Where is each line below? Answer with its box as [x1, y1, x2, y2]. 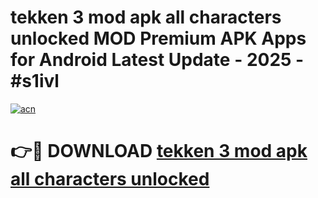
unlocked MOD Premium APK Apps [10, 27, 307, 50]
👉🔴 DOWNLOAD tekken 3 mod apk [10, 140, 308, 163]
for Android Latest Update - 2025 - [10, 49, 305, 71]
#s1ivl [10, 70, 60, 93]
